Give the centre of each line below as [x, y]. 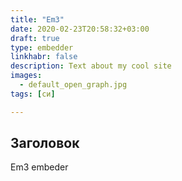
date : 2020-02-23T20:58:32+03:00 [80, 29]
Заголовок [45, 143]
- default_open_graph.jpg [73, 85]
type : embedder [42, 47]
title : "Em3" [37, 19]
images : [26, 76]
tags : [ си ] [33, 94]
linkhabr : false [44, 57]
